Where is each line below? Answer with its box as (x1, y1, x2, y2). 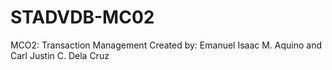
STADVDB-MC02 (10, 6, 155, 29)
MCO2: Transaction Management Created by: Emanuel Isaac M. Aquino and (10, 39, 323, 51)
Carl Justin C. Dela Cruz (10, 49, 110, 61)
